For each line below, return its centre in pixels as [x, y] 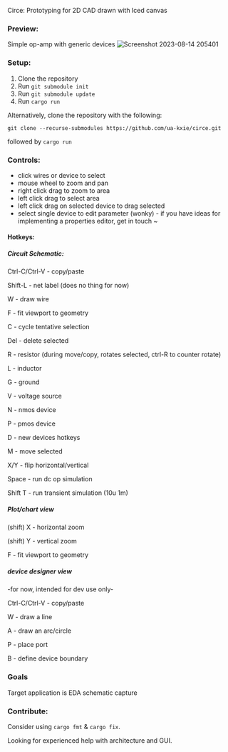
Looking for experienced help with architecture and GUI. [90, 740]
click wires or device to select [61, 175]
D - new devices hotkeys [44, 438]
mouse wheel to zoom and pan [63, 183]
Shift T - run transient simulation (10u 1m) [68, 493]
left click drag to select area [58, 198]
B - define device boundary [48, 658]
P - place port [28, 645]
